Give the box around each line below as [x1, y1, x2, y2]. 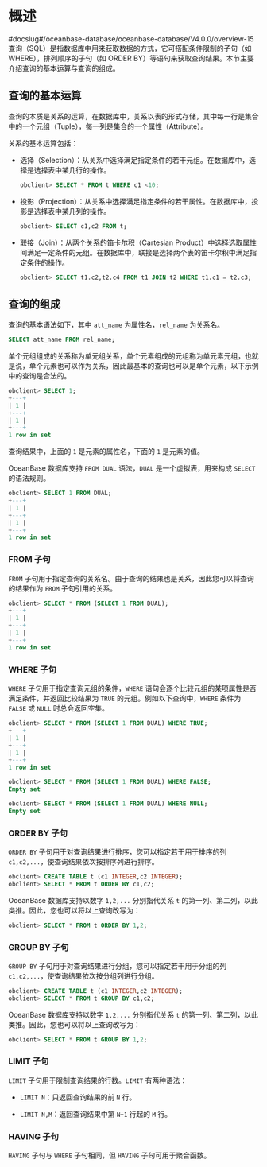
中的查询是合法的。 [8, 371, 72, 381]
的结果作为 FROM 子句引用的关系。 [8, 583, 118, 593]
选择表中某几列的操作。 [33, 206, 111, 215]
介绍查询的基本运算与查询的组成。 [8, 63, 120, 72]
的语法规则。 [8, 474, 50, 483]
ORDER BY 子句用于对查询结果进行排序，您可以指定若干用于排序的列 [8, 847, 227, 856]
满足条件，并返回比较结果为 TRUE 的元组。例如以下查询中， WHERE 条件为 [8, 693, 242, 704]
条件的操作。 [26, 258, 69, 267]
